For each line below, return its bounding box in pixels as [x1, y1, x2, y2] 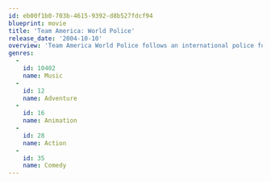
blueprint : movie [8, 19, 67, 27]
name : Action [23, 139, 67, 147]
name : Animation [23, 117, 78, 125]
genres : [8, 49, 35, 57]
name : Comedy [23, 162, 67, 170]
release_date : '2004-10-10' [8, 34, 103, 43]
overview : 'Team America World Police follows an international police [8, 42, 254, 50]
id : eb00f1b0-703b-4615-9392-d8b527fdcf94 [8, 11, 153, 20]
